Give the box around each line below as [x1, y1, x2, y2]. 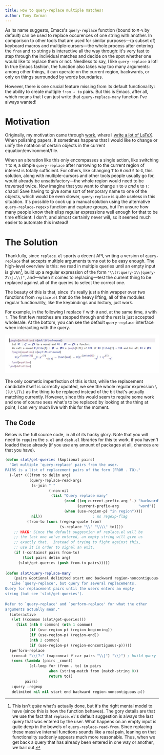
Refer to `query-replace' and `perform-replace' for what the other [5, 601, 147, 606]
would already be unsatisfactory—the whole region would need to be [5, 178, 144, 184]
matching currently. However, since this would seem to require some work [5, 394, 154, 400]
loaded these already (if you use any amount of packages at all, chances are [5, 442, 159, 448]
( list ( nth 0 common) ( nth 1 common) [16, 622, 93, 627]
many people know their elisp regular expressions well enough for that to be [5, 209, 158, 215]
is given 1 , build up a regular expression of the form [5, 268, 107, 275]
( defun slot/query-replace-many [5, 571, 71, 576]
